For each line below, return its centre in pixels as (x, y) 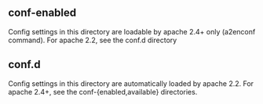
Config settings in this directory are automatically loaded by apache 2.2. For (131, 83)
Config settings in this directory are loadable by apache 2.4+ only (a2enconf (132, 31)
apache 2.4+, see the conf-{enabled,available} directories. (103, 91)
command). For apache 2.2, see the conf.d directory (93, 40)
